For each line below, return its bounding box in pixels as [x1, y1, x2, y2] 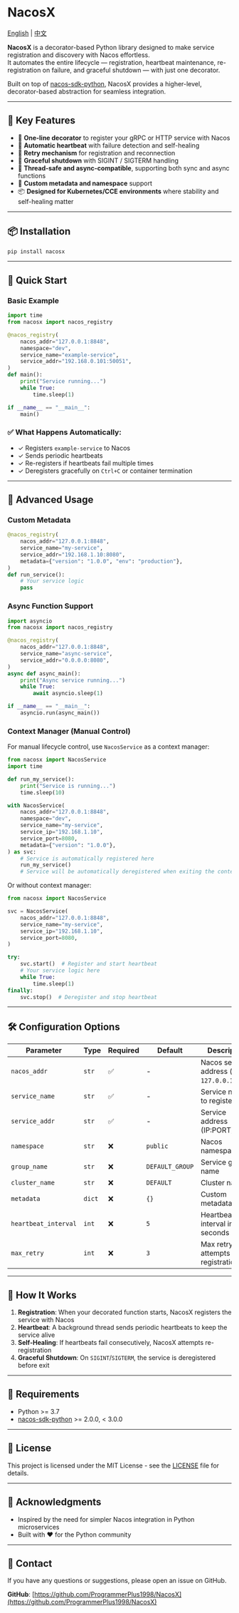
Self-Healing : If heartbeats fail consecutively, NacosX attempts [17, 1338, 204, 1347]
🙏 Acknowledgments [7, 1496, 102, 1508]
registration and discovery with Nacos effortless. [7, 51, 151, 59]
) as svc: [7, 848, 37, 856]
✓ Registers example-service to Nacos [17, 444, 130, 452]
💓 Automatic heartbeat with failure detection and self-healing [17, 140, 200, 150]
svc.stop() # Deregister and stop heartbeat [20, 993, 158, 1000]
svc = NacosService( [7, 908, 69, 915]
